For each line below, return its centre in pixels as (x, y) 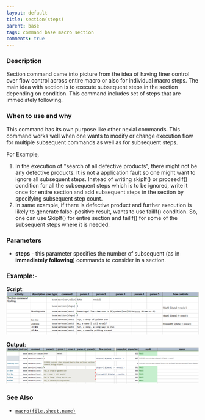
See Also (20, 397)
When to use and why (39, 116)
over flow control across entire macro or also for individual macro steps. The (103, 81)
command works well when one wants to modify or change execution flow (100, 136)
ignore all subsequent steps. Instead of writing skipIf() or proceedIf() (101, 179)
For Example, (23, 154)
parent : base (23, 26)
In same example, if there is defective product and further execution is (103, 205)
